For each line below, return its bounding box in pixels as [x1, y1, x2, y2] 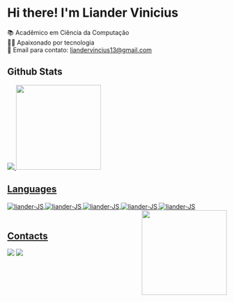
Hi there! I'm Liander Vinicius [7, 5, 179, 21]
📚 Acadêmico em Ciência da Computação [7, 28, 130, 36]
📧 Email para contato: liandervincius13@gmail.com [7, 45, 152, 54]
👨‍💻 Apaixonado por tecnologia [7, 38, 95, 47]
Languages [7, 183, 57, 196]
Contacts [7, 230, 49, 241]
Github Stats [7, 66, 63, 78]
